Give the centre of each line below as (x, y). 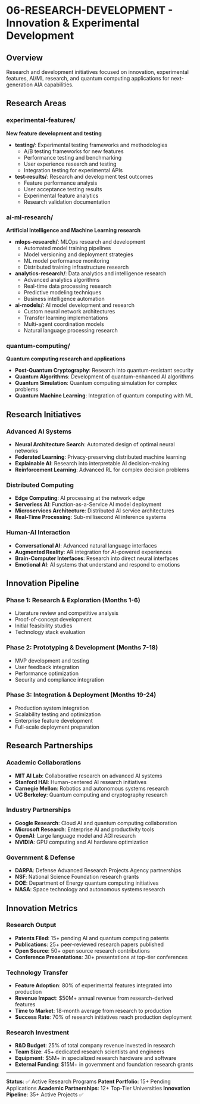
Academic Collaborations (44, 763)
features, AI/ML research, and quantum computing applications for (88, 78)
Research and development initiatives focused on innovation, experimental (98, 72)
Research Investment (38, 1033)
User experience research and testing (70, 164)
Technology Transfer (37, 972)
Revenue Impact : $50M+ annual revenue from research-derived (94, 998)
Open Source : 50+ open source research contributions (82, 950)
